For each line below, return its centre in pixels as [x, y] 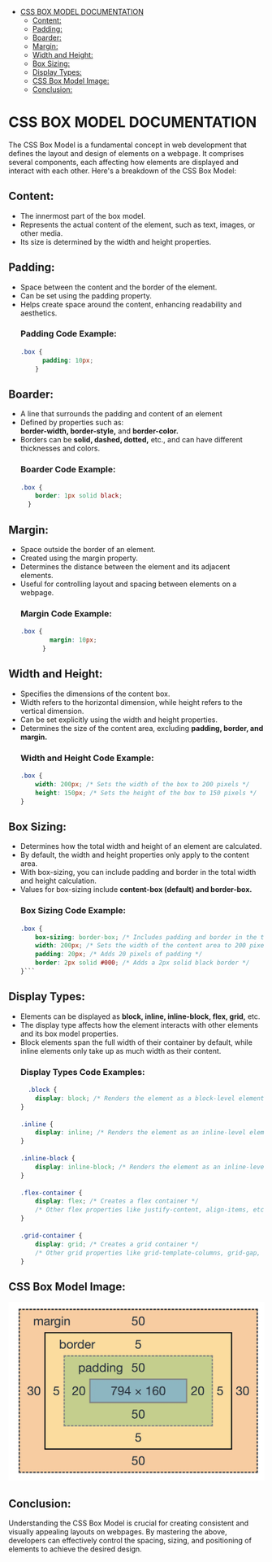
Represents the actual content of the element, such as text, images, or [138, 224]
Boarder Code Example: [68, 469]
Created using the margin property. [79, 558]
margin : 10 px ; [73, 640]
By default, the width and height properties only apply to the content [134, 855]
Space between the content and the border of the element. [119, 287]
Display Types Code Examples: [82, 1072]
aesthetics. [39, 313]
